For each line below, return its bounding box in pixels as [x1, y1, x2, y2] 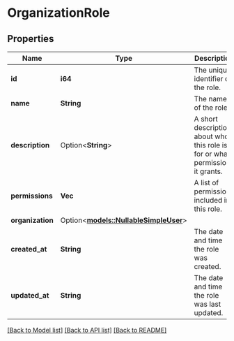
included [194, 196, 223, 205]
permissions [10, 191, 54, 201]
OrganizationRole [7, 5, 110, 21]
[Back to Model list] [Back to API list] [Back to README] [7, 326, 167, 334]
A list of [194, 178, 219, 187]
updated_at [10, 291, 49, 300]
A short [194, 114, 218, 124]
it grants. [194, 166, 223, 176]
